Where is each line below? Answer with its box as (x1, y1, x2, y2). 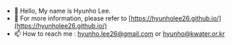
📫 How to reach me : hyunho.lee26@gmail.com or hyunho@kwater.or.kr (13, 30, 226, 38)
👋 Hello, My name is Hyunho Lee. (13, 7, 111, 15)
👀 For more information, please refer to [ (13, 14, 131, 22)
